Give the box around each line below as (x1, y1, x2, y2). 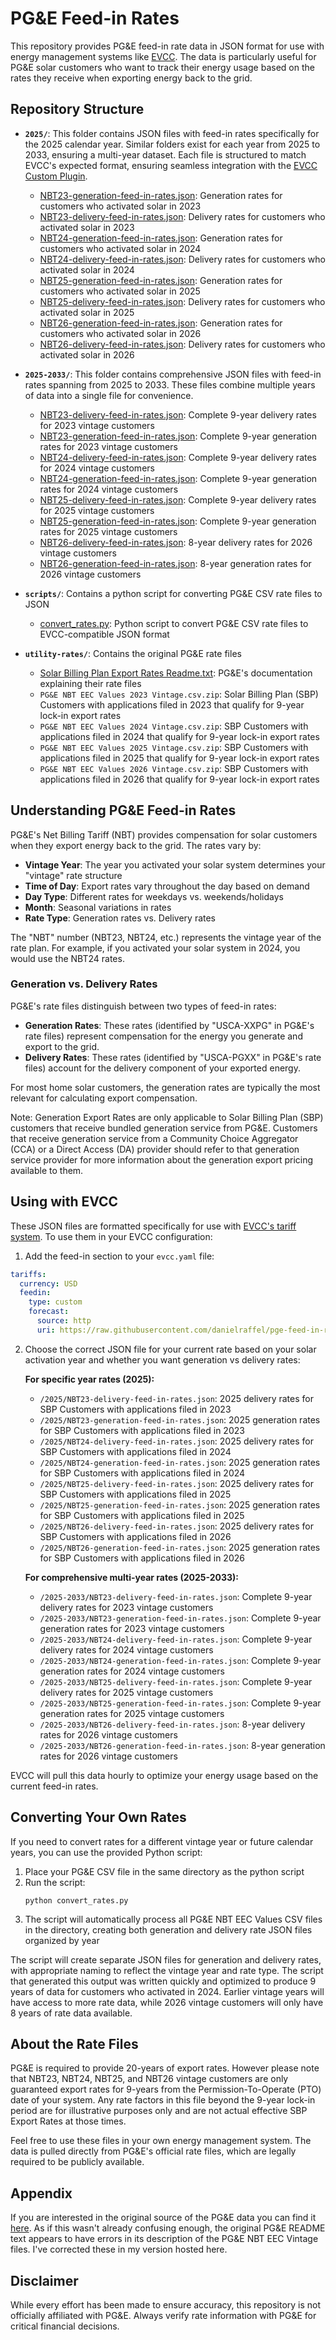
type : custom (28, 1297, 83, 1307)
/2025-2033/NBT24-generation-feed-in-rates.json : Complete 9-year (39, 1654, 322, 1666)
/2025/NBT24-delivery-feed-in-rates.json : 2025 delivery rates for (39, 1435, 314, 1447)
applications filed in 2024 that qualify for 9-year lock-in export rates (39, 730, 320, 742)
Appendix (10, 2185, 73, 2202)
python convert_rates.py (24, 1895, 129, 1906)
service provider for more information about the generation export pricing (10, 1153, 314, 1166)
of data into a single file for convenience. (24, 389, 194, 401)
